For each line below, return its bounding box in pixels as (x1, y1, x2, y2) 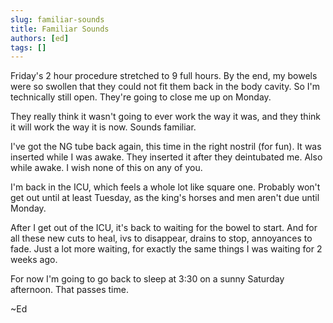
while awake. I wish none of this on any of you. (10, 162, 203, 174)
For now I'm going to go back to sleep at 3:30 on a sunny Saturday (10, 273, 285, 285)
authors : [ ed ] (10, 33, 70, 43)
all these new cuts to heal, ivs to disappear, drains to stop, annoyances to (10, 232, 313, 245)
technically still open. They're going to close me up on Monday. (10, 91, 272, 103)
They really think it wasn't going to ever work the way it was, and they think (10, 111, 321, 123)
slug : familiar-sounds (10, 14, 105, 25)
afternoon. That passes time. (10, 284, 129, 296)
